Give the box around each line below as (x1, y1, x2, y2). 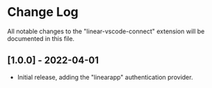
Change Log (7, 4, 79, 20)
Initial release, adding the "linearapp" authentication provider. (17, 73, 193, 81)
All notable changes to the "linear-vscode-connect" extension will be (7, 27, 205, 35)
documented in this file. (7, 34, 75, 42)
